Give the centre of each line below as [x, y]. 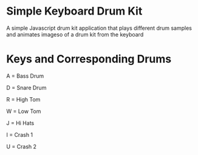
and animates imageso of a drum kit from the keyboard [75, 34]
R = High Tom [23, 99]
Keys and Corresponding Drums [89, 59]
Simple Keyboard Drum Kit [74, 11]
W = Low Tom [24, 111]
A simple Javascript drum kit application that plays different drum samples [99, 28]
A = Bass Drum [25, 76]
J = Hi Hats [20, 123]
